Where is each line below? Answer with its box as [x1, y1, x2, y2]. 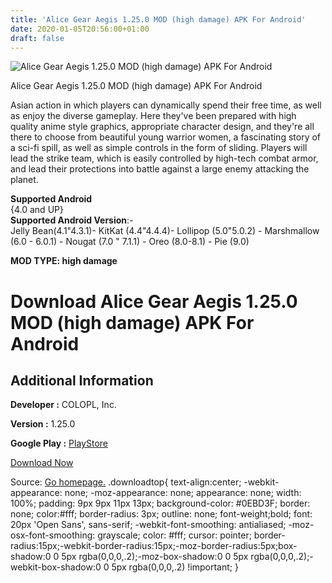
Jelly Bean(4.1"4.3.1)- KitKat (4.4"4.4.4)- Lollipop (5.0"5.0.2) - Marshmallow [10, 225, 320, 237]
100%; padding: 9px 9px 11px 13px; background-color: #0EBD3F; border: [10, 497, 311, 510]
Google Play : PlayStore [10, 437, 108, 450]
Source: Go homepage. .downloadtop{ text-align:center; [10, 476, 242, 488]
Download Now [10, 457, 74, 469]
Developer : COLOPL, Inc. [10, 399, 117, 411]
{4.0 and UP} [10, 204, 64, 216]
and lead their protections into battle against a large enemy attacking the [10, 163, 310, 175]
